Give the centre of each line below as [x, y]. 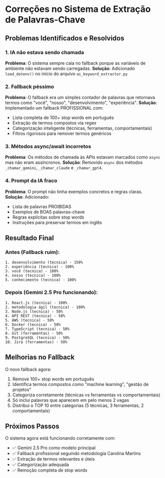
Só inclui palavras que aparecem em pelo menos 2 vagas [71, 400]
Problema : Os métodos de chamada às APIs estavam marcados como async [83, 157]
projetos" [22, 389]
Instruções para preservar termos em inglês [57, 222]
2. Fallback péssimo [30, 87]
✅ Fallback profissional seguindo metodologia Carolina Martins [77, 454]
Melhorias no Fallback [40, 357]
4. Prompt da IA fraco [31, 181]
